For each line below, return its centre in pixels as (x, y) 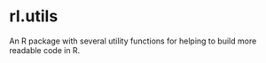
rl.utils (34, 16)
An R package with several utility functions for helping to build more (133, 41)
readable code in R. (45, 50)
